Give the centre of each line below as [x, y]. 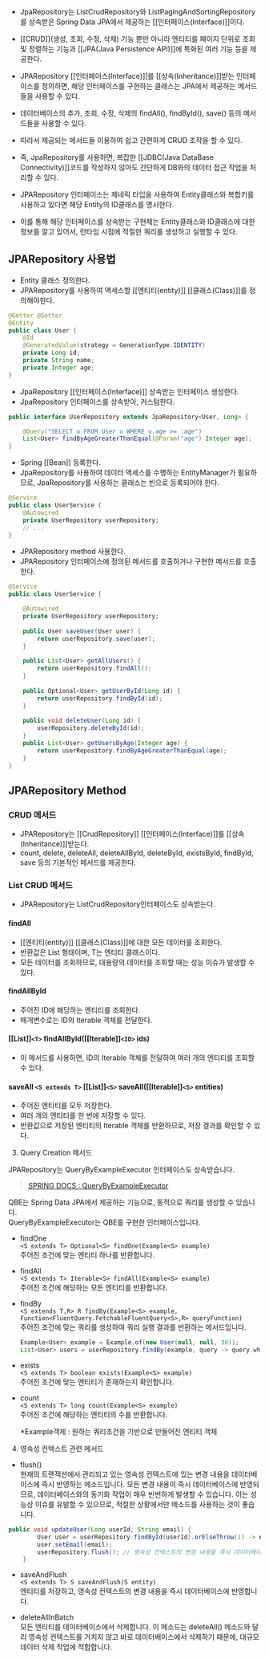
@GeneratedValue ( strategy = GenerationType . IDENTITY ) [114, 345]
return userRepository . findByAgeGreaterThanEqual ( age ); [132, 750]
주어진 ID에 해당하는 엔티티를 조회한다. [80, 1009]
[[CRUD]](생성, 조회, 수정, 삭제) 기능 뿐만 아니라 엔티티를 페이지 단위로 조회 [138, 39]
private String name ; [58, 361]
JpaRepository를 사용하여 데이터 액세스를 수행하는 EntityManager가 [128, 473]
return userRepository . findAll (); [94, 669]
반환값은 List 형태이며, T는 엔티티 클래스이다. [90, 952]
